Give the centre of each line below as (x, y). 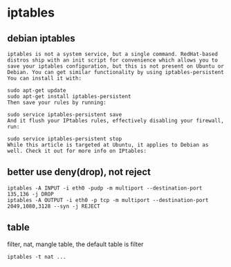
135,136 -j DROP (30, 194)
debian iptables (41, 38)
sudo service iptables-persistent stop (65, 139)
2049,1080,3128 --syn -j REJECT (54, 206)
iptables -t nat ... (37, 257)
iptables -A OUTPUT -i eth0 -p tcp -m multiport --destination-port (108, 200)
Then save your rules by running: (57, 102)
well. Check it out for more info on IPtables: (77, 151)
